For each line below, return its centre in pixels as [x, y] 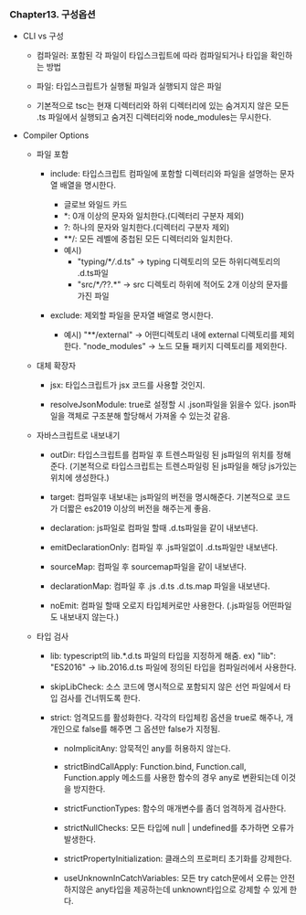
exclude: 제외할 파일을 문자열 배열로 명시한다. [132, 315]
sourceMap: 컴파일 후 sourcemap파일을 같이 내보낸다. [148, 567]
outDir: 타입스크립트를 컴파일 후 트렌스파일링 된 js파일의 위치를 [162, 455]
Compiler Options [56, 135]
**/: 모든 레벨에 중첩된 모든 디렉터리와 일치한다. [148, 239]
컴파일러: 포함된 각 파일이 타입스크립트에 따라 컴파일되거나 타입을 [152, 56]
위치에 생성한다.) [79, 478]
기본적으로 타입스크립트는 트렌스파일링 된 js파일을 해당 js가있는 [185, 466]
